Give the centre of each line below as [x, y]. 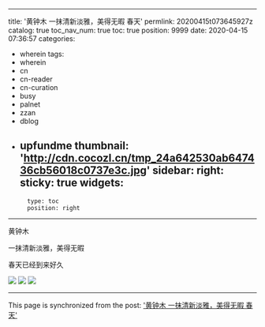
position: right [54, 208]
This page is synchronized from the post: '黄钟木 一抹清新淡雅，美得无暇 [126, 305]
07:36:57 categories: [42, 39]
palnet [30, 104]
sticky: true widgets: [71, 183]
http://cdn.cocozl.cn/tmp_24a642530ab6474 [139, 158]
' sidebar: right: [185, 171]
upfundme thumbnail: [74, 146]
